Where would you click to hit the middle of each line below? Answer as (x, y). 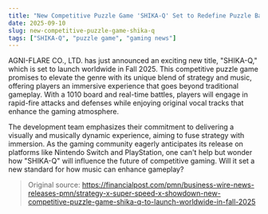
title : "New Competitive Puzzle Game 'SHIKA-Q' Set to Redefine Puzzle (130, 16)
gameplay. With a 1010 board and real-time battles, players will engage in (128, 95)
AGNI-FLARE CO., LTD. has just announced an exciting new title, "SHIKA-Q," (133, 61)
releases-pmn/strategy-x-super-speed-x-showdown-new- (124, 193)
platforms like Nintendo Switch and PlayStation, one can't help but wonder (130, 153)
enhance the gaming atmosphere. (64, 112)
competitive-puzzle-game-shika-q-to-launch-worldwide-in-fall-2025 (142, 202)
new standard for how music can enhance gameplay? (96, 169)
